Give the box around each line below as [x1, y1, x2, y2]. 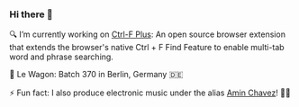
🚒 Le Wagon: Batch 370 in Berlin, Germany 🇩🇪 [9, 69, 184, 80]
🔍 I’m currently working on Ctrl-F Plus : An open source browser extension [9, 29, 286, 40]
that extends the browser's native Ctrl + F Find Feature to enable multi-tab [9, 42, 285, 53]
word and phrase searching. [9, 51, 114, 62]
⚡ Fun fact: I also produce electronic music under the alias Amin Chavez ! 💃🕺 [9, 87, 291, 98]
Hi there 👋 [9, 8, 54, 21]
